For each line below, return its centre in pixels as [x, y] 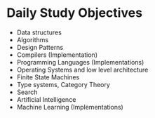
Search [27, 92]
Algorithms [33, 39]
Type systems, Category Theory [63, 84]
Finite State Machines [48, 77]
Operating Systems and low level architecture [82, 70]
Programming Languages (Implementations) [80, 62]
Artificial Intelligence [46, 99]
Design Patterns [40, 47]
